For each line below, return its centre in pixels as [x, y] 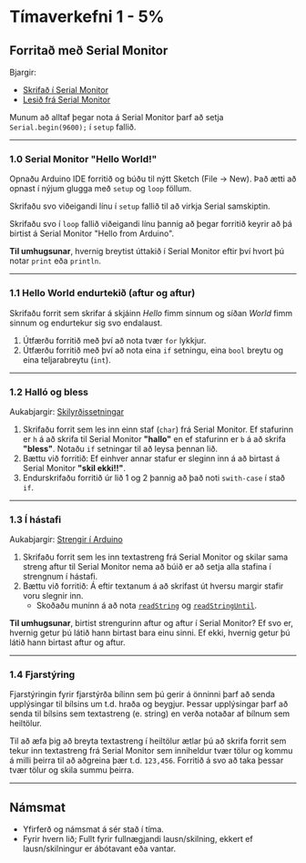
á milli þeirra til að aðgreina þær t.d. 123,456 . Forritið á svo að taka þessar [147, 760]
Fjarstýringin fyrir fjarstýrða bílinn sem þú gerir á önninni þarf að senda [143, 694]
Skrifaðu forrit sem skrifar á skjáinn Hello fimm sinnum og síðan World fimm [151, 313]
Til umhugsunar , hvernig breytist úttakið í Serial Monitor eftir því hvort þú [147, 252]
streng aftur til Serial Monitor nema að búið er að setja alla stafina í [147, 567]
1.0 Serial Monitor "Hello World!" [83, 159]
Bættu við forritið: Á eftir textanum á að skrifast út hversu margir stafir [153, 586]
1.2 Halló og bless [49, 392]
